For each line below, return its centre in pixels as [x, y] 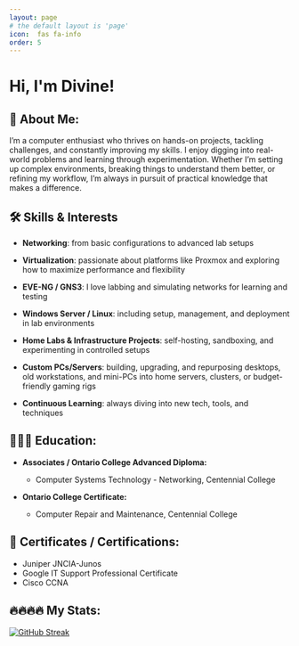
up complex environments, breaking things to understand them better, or [142, 169]
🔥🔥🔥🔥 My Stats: [55, 611]
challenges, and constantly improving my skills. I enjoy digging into [132, 150]
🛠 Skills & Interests [64, 217]
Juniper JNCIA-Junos [62, 563]
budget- [268, 377]
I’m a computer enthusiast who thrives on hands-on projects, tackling [137, 141]
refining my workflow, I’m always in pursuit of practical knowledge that [139, 178]
